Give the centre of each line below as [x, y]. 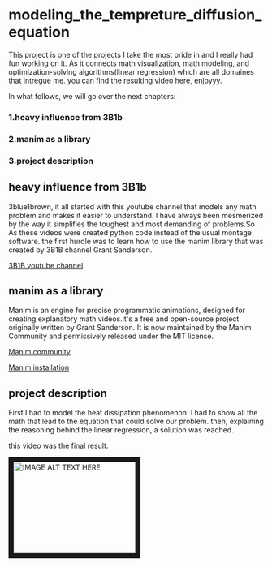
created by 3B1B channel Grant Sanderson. [80, 250]
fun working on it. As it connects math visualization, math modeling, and [129, 63]
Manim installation [39, 367]
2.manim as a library [50, 139]
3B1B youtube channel [46, 265]
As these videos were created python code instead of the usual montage [130, 232]
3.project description [51, 161]
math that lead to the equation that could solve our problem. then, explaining [136, 421]
